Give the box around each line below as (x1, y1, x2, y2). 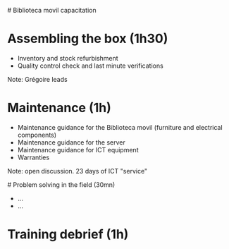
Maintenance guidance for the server (17, 138, 125, 147)
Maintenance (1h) (7, 100, 111, 116)
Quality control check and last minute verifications (17, 61, 163, 70)
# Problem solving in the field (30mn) (7, 180, 116, 189)
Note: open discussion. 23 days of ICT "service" (7, 166, 148, 175)
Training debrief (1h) (7, 226, 129, 243)
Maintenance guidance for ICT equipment (17, 145, 139, 154)
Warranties (17, 153, 50, 162)
